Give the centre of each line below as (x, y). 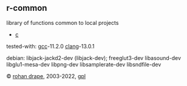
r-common (27, 8)
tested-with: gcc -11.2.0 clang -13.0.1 (50, 46)
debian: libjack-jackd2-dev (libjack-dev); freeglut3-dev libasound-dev (93, 58)
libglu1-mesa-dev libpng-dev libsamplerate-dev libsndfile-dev (84, 64)
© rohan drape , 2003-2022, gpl (46, 76)
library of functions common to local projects (63, 22)
